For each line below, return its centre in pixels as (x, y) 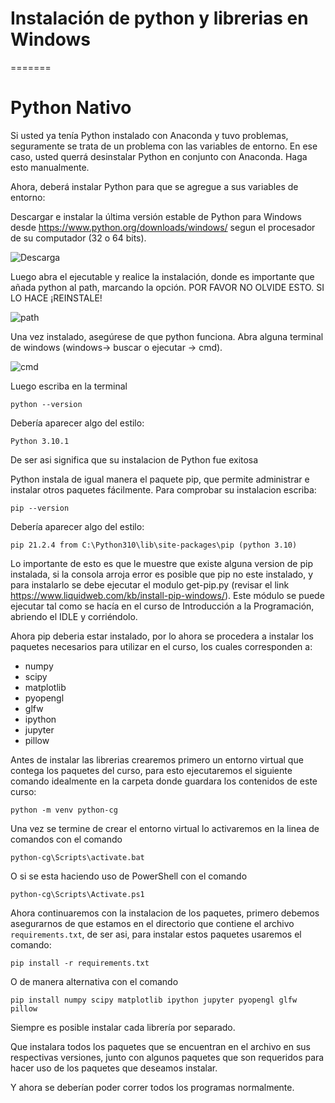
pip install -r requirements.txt (80, 963)
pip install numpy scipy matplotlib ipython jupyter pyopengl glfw (154, 1000)
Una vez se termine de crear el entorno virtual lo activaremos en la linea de (165, 828)
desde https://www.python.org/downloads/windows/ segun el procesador (163, 227)
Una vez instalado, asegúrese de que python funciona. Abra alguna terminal (167, 336)
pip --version (40, 508)
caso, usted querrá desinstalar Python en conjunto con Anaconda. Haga (159, 156)
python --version (46, 404)
